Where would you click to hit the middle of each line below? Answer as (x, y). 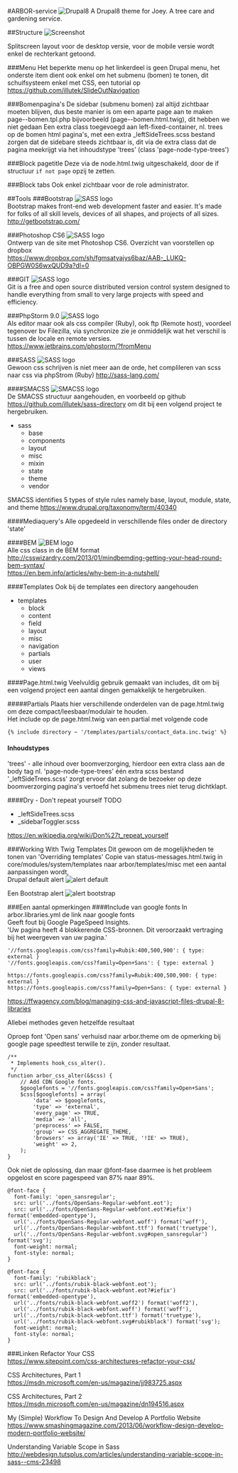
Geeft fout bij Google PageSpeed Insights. (69, 923)
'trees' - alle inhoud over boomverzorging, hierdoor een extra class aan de (116, 764)
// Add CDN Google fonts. (59, 1082)
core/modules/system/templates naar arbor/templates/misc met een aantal (117, 864)
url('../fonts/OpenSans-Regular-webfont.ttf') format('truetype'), (116, 1228)
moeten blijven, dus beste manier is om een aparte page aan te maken (110, 112)
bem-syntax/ (26, 565)
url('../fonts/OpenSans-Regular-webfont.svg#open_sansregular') (111, 1235)
